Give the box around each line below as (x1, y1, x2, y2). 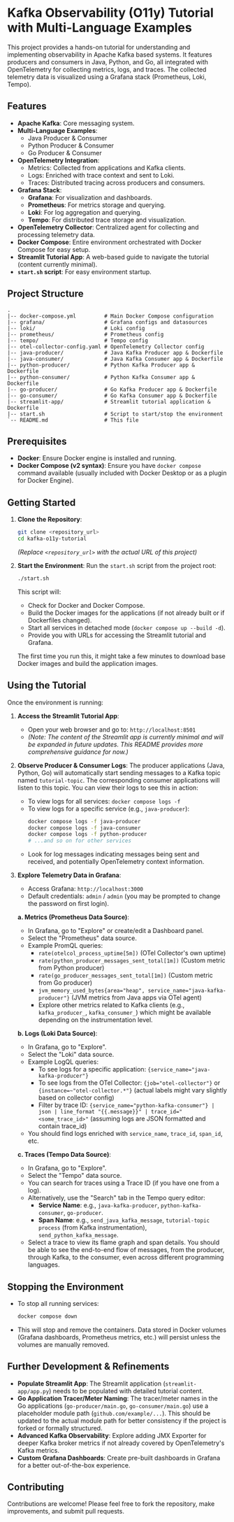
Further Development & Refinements (7, 1360, 170, 1372)
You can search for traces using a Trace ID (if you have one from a (27, 1179, 220, 1187)
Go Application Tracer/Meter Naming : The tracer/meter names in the (17, 1394, 218, 1402)
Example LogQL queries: (27, 1058, 99, 1066)
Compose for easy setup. (17, 245, 91, 253)
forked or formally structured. (17, 1423, 103, 1432)
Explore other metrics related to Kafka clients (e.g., (38, 1001, 185, 1009)
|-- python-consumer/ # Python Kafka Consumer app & (7, 374, 196, 380)
